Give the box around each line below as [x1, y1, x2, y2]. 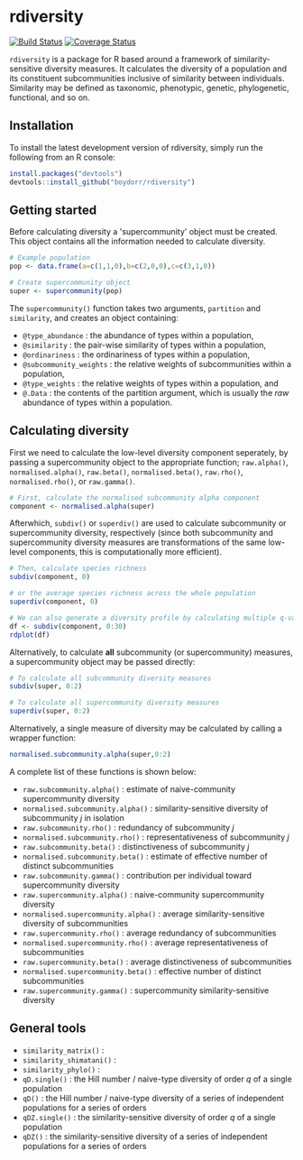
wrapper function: [9, 732, 77, 743]
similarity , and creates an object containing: [9, 312, 179, 323]
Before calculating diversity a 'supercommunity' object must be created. [9, 226, 278, 237]
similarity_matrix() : [22, 1045, 105, 1055]
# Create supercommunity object [9, 278, 131, 288]
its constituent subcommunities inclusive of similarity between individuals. [9, 72, 285, 83]
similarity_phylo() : [22, 1063, 101, 1074]
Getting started [9, 202, 97, 217]
